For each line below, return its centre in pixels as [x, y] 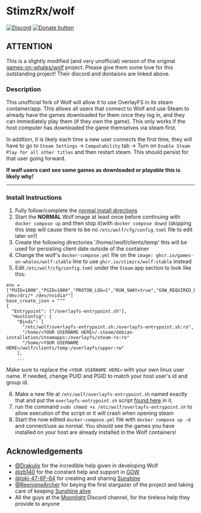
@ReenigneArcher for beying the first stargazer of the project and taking [104, 485]
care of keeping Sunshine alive [53, 491]
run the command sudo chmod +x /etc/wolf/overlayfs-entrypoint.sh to [103, 407]
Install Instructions [34, 197]
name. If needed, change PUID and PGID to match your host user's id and [97, 376]
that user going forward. [36, 159]
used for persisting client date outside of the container [82, 249]
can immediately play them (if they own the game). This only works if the [96, 122]
